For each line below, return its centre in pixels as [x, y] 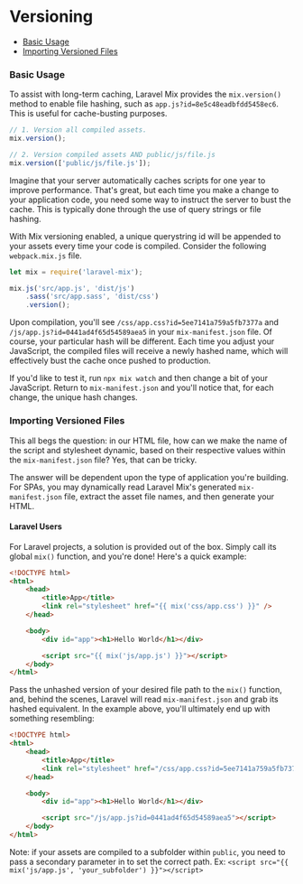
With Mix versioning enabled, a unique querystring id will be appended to [145, 236]
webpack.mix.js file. [46, 256]
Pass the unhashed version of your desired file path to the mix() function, [146, 690]
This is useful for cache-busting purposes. [88, 114]
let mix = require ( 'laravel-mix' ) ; [76, 272]
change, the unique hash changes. [73, 397]
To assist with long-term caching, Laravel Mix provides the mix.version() [146, 94]
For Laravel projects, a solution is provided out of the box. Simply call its [143, 546]
